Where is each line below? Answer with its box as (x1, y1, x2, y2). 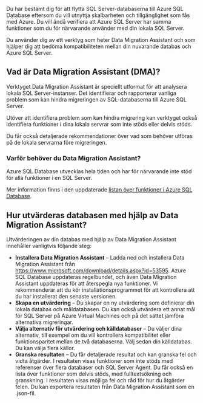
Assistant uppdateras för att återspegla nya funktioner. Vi (15, 280, 158, 287)
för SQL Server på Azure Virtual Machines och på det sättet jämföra (15, 312, 184, 319)
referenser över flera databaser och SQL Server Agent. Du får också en (15, 363, 193, 371)
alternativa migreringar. (15, 319, 74, 326)
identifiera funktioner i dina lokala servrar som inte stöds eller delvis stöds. (6, 120, 193, 128)
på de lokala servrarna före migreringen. (6, 139, 107, 146)
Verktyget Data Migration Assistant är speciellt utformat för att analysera (6, 83, 187, 90)
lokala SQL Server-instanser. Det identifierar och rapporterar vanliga (6, 89, 177, 97)
